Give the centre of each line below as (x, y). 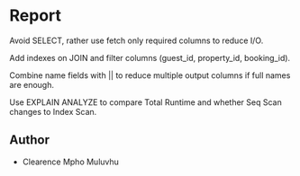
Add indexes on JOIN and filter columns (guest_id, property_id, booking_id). (150, 57)
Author (29, 140)
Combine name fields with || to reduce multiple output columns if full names (150, 75)
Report (35, 16)
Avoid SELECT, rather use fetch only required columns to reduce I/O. (136, 40)
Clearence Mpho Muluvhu (71, 162)
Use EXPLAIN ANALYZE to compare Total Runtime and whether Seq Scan (145, 102)
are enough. (32, 84)
